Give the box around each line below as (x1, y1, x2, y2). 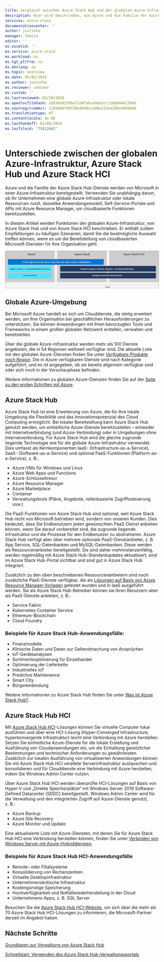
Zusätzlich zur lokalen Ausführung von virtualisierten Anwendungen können (5, 756, 158, 761)
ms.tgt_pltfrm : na (5, 59, 42, 64)
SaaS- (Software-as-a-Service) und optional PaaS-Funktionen (5, 450, 130, 456)
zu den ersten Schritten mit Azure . (5, 382, 74, 388)
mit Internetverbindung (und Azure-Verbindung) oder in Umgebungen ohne (5, 430, 157, 435)
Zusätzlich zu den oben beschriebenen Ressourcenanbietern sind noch (5, 572, 149, 578)
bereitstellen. (5, 332, 32, 338)
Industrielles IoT (12, 667, 44, 673)
